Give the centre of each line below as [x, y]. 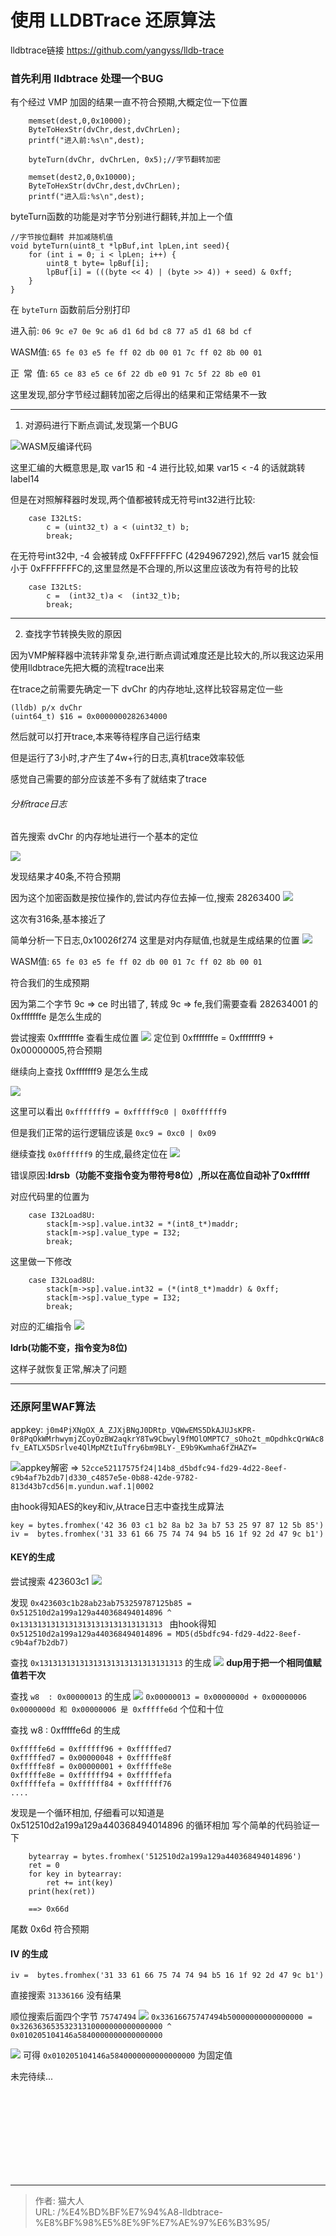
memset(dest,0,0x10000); [80, 121]
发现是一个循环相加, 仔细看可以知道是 [87, 1812]
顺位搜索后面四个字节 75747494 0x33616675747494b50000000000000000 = [161, 2017]
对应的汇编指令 [41, 1327]
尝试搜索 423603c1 [50, 1581]
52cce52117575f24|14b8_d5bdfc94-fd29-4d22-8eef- [184, 1468]
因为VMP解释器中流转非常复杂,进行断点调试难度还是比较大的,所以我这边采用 [167, 655]
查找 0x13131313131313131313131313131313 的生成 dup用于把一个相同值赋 [166, 1662]
